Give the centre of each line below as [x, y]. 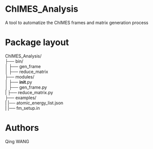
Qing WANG [17, 141]
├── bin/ [14, 61]
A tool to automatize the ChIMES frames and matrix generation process [77, 23]
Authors [22, 128]
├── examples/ [21, 98]
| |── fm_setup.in [22, 108]
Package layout [37, 42]
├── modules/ [20, 76]
